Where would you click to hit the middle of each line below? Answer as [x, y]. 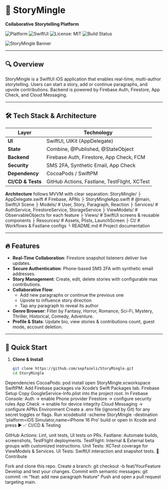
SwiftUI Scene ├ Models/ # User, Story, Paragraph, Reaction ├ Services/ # [82, 204]
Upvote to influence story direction [55, 300]
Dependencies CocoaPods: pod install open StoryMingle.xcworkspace [78, 383]
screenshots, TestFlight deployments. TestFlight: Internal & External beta [80, 440]
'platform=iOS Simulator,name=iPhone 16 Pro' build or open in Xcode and [81, 420]
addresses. [24, 274]
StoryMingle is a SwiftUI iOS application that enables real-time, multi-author [83, 79]
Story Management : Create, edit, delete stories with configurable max [85, 279]
